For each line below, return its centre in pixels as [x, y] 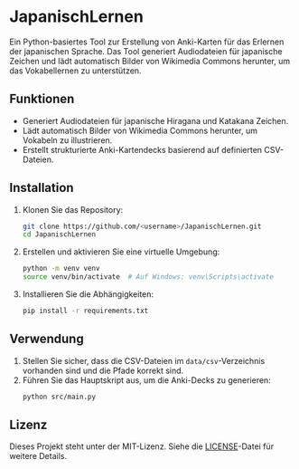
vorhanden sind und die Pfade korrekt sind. [103, 370]
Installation [42, 188]
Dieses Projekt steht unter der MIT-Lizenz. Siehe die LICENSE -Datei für [141, 446]
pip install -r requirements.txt [85, 311]
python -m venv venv [61, 269]
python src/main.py [59, 397]
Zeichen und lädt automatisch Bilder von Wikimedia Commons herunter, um [150, 61]
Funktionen [42, 99]
